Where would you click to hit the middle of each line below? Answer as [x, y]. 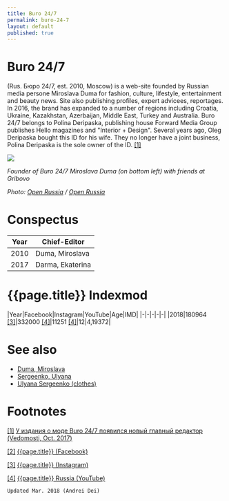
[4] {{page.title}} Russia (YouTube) [56, 478]
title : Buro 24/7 [32, 13]
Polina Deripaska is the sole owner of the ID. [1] [74, 145]
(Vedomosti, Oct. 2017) [40, 438]
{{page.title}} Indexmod [78, 295]
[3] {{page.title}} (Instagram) [48, 464]
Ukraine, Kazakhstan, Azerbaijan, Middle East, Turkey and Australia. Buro [111, 115]
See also [32, 350]
